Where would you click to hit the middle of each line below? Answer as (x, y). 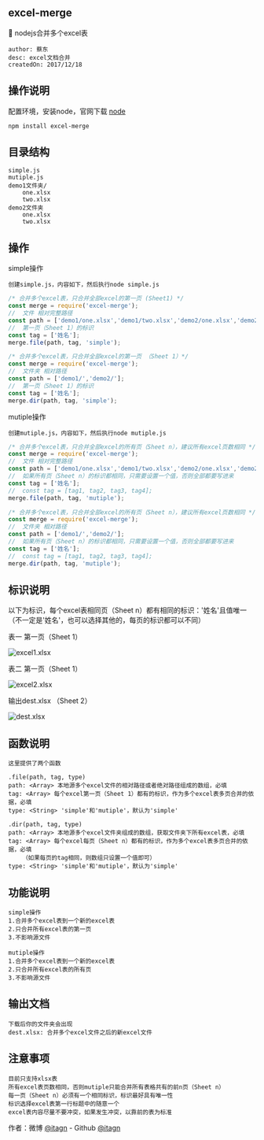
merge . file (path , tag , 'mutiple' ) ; (66, 498)
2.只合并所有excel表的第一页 (50, 929)
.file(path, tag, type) (47, 777)
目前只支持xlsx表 (33, 1079)
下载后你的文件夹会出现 (40, 1024)
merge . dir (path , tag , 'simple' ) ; (63, 401)
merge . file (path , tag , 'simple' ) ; (65, 342)
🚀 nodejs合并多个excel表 (48, 33)
